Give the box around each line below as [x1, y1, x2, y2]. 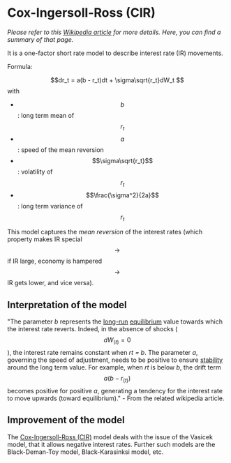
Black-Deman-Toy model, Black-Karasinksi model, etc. [7, 448, 164, 456]
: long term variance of [17, 202, 83, 210]
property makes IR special [7, 235, 82, 243]
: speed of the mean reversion [17, 145, 105, 154]
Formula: [7, 62, 33, 70]
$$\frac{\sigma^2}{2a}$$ [86, 190, 159, 199]
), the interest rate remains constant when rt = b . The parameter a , [7, 348, 198, 356]
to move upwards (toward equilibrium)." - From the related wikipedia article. [7, 394, 225, 402]
